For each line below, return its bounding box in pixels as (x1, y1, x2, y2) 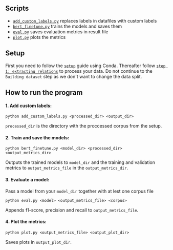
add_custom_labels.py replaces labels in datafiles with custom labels (12, 17, 157, 24)
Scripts (5, 4, 29, 13)
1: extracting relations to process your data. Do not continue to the (5, 68, 153, 74)
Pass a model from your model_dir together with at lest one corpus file (5, 188, 154, 194)
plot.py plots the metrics (12, 34, 66, 40)
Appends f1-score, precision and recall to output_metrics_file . (5, 207, 139, 213)
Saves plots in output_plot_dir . (5, 239, 72, 245)
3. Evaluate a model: (5, 177, 50, 183)
